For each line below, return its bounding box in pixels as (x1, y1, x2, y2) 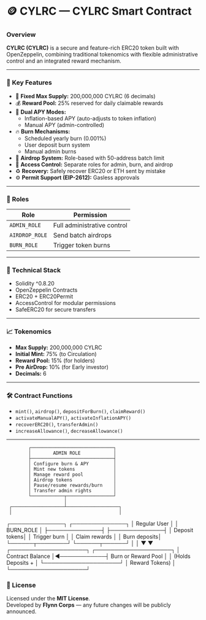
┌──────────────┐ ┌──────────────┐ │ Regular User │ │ (6, 519, 179, 527)
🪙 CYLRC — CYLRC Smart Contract (6, 4, 192, 18)
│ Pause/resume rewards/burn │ (28, 482, 116, 488)
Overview (6, 31, 36, 39)
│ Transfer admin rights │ (28, 487, 116, 494)
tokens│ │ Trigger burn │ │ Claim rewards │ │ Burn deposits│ (6, 533, 162, 540)
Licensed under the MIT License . (6, 595, 91, 602)
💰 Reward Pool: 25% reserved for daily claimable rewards (15, 99, 164, 107)
